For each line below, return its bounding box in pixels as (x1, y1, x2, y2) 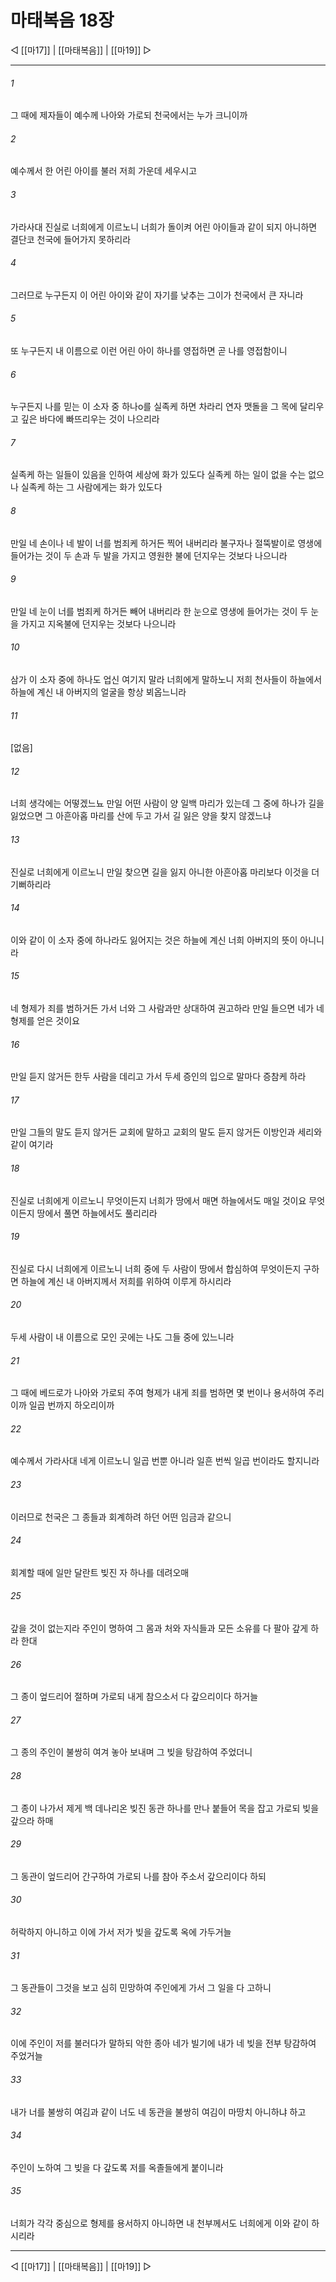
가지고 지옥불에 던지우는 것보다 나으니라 (20, 617, 177, 630)
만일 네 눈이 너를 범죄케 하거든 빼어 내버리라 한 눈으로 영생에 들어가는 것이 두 (10, 605, 309, 617)
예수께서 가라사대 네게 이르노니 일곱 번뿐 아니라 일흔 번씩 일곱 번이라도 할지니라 (10, 1455, 320, 1467)
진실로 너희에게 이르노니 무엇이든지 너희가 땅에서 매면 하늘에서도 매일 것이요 (10, 1194, 307, 1206)
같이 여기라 (10, 1139, 54, 1151)
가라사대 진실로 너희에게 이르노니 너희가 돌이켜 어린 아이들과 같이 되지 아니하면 (10, 221, 318, 233)
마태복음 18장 (10, 9, 115, 32)
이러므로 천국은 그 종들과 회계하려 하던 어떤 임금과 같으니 (10, 1511, 232, 1523)
